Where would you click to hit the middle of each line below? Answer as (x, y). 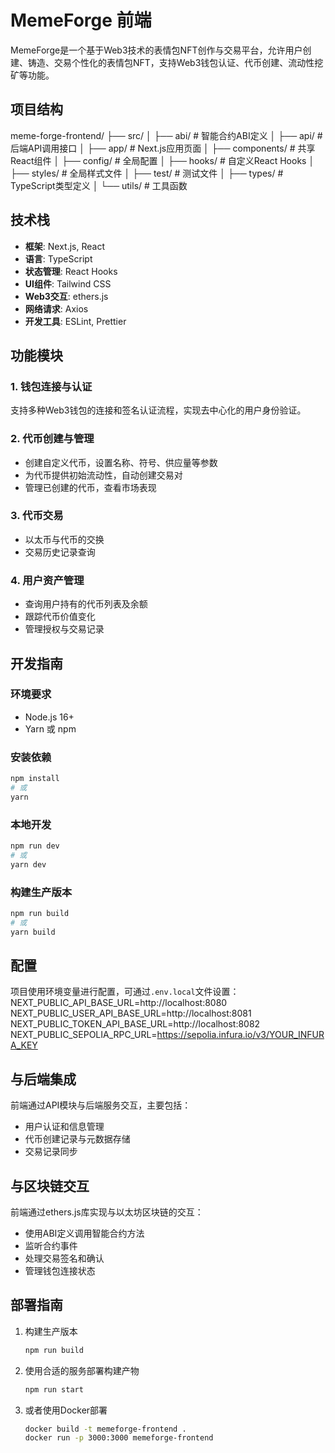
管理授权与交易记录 (64, 629)
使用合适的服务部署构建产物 (82, 1370)
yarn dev (28, 864)
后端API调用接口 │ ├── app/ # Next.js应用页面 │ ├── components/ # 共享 (163, 148)
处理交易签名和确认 (64, 1258)
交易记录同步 (51, 1152)
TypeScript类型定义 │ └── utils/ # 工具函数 (99, 185)
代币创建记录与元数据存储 (77, 1139)
